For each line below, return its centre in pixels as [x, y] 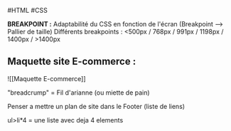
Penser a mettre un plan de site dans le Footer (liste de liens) [96, 106]
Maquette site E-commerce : [72, 62]
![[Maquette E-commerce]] [47, 78]
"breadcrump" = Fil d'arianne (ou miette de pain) [79, 93]
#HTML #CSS [27, 10]
